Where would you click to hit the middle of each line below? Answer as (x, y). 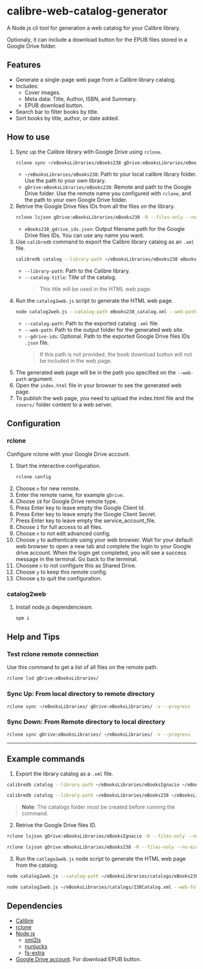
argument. (41, 379)
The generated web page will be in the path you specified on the (96, 372)
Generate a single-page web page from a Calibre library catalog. (96, 79)
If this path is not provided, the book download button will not (116, 354)
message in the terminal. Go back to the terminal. (77, 559)
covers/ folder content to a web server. (64, 405)
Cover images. (42, 92)
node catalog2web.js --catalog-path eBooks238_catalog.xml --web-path (106, 312)
